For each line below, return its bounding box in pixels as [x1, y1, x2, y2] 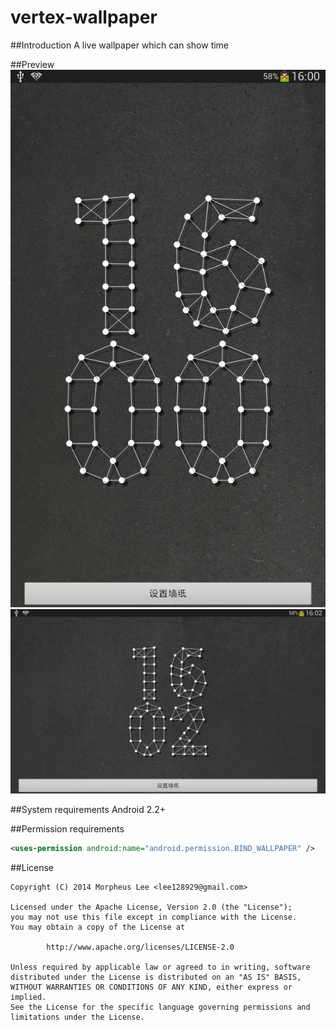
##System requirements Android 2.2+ [10, 804, 167, 816]
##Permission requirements [10, 823, 125, 835]
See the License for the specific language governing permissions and [10, 1002, 311, 1013]
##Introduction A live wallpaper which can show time [10, 39, 230, 51]
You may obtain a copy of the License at [10, 922, 186, 933]
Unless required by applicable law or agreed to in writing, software [10, 962, 311, 973]
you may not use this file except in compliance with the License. [10, 912, 298, 923]
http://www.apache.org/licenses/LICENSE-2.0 [46, 942, 235, 953]
